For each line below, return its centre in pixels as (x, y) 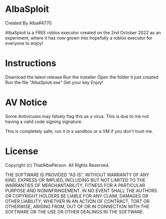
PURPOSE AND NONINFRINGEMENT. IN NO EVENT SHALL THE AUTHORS (81, 191)
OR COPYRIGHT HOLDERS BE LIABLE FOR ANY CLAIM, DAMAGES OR (77, 196)
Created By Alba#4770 (28, 23)
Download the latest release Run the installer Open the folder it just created (82, 77)
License (22, 151)
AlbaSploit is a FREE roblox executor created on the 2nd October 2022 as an (83, 32)
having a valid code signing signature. (44, 121)
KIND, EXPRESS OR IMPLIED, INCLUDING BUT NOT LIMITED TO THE (75, 180)
